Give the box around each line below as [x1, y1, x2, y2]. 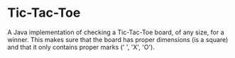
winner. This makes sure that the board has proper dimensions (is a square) [7, 35, 229, 43]
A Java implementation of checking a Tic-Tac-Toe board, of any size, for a [7, 28, 225, 36]
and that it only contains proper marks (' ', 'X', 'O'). [7, 43, 155, 51]
